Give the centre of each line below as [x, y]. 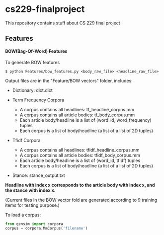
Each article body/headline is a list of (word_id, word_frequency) [85, 120]
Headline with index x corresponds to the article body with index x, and [80, 185]
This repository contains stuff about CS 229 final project [63, 23]
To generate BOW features [33, 62]
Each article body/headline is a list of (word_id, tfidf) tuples [80, 160]
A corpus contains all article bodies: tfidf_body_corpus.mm [80, 155]
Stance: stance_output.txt [39, 175]
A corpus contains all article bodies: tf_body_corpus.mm [77, 115]
